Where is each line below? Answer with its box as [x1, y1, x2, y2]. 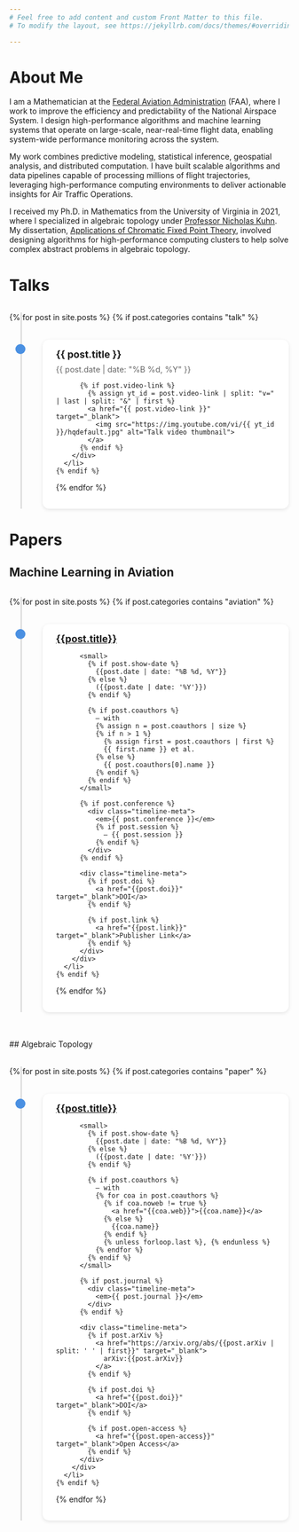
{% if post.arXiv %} [87, 1332, 164, 1340]
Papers [9, 530, 63, 550]
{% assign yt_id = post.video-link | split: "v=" [87, 389, 275, 397]
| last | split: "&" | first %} [56, 397, 176, 405]
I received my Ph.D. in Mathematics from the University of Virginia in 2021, [9, 206, 281, 217]
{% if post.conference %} [79, 799, 176, 808]
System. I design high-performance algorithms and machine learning [9, 115, 262, 126]
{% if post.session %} [95, 822, 179, 832]
